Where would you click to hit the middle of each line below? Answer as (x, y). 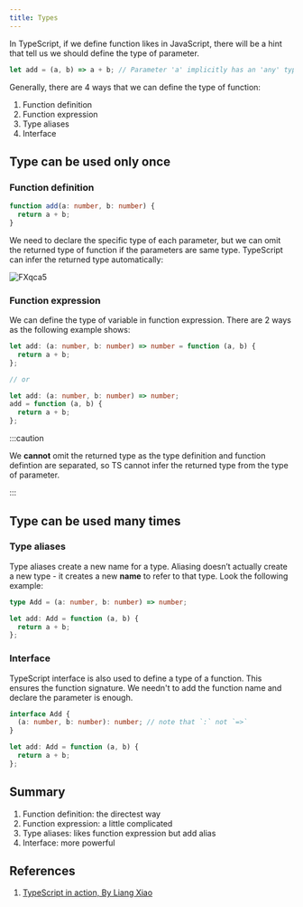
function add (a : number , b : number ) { (82, 206)
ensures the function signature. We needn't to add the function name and (146, 687)
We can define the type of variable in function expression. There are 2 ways (150, 320)
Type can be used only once (90, 161)
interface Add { (40, 714)
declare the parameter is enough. (71, 697)
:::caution (27, 439)
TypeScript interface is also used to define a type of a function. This (136, 678)
